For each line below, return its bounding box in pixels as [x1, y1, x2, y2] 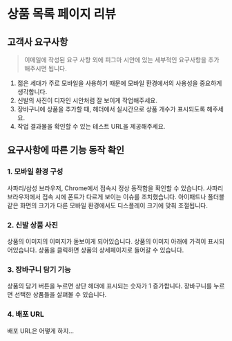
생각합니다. [17, 88, 48, 95]
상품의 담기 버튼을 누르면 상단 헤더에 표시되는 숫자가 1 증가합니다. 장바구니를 [7, 282, 213, 291]
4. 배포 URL [7, 309, 45, 319]
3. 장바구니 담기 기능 [7, 264, 71, 274]
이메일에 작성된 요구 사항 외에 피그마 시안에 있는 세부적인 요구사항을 [23, 56, 207, 64]
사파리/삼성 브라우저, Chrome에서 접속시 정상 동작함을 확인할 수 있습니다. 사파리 [7, 184, 224, 192]
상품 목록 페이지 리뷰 [7, 6, 116, 22]
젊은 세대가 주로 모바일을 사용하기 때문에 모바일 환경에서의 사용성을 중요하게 [17, 79, 222, 87]
